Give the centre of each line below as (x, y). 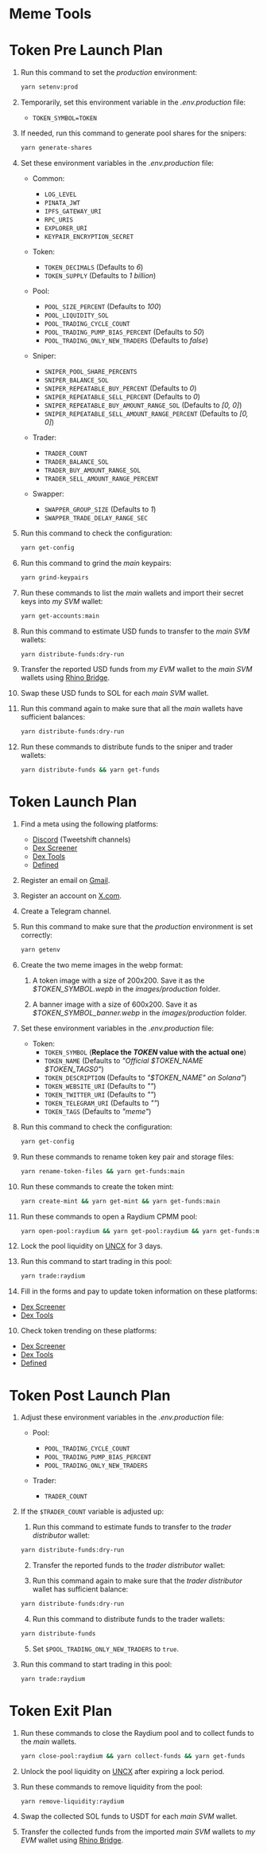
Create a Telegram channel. (66, 911)
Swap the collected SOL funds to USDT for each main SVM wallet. (129, 1816)
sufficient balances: (53, 717)
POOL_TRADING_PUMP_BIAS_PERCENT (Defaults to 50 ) (124, 332)
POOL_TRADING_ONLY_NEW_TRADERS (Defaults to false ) (126, 340)
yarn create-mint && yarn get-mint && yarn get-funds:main (120, 1201)
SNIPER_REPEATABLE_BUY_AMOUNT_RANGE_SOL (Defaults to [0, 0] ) (143, 405)
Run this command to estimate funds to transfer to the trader (132, 1527)
